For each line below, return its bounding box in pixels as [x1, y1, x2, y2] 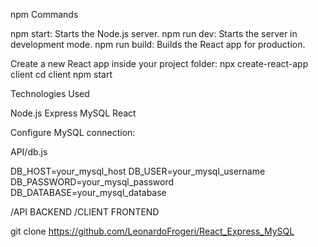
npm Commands [10, 9, 79, 20]
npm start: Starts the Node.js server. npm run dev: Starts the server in [10, 28, 298, 39]
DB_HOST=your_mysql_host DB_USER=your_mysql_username [10, 165, 266, 177]
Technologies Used [10, 88, 90, 99]
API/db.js [10, 146, 48, 158]
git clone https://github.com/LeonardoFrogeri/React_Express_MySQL [10, 225, 295, 237]
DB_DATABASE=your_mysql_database [10, 187, 167, 198]
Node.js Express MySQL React [10, 107, 137, 119]
